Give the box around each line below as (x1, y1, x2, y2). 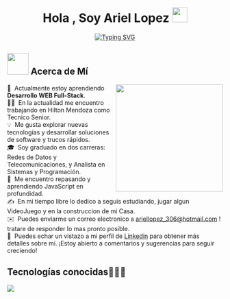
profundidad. (7, 189, 44, 198)
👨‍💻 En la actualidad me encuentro (7, 98, 104, 106)
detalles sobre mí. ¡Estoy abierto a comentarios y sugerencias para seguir (7, 239, 214, 247)
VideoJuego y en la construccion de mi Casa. (7, 206, 136, 215)
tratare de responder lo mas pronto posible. (7, 224, 130, 232)
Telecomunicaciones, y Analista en (7, 160, 105, 168)
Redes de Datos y (7, 153, 57, 161)
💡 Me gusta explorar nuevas (7, 120, 88, 128)
